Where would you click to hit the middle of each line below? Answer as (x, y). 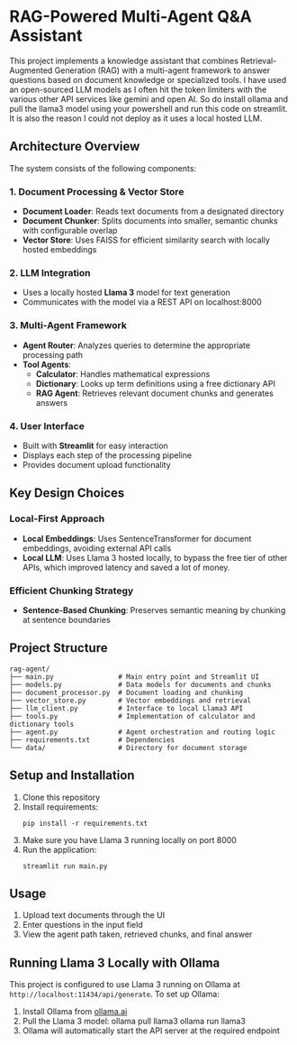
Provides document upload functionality (96, 464)
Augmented (31, 70)
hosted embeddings (59, 250)
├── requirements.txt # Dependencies (92, 740)
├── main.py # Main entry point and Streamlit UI (134, 677)
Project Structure (58, 648)
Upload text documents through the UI (94, 915)
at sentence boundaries (66, 619)
